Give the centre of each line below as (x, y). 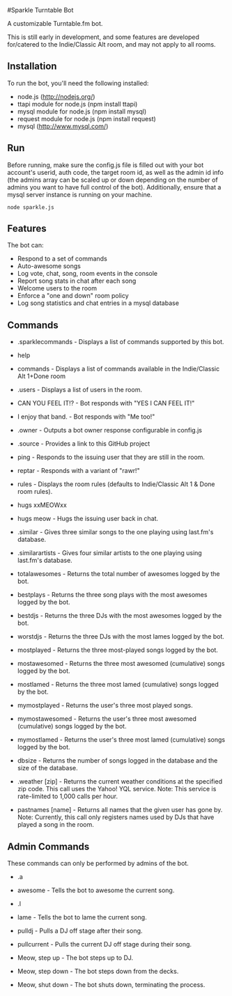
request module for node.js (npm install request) (87, 118)
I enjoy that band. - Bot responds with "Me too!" (86, 417)
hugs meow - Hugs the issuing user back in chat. (88, 519)
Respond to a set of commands (62, 259)
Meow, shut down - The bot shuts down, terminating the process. (111, 985)
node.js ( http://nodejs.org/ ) (56, 96)
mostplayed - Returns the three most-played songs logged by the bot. (117, 650)
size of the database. (47, 768)
